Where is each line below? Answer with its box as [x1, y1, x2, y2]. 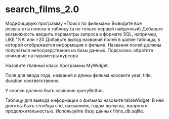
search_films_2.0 [5, 4, 79, 15]
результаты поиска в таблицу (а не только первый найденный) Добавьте [5, 25, 163, 31]
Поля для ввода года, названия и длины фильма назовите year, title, [5, 72, 152, 78]
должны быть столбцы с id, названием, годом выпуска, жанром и [5, 102, 148, 108]
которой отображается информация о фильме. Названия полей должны [5, 42, 161, 48]
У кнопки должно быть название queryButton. [5, 87, 104, 93]
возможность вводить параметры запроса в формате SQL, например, [5, 31, 158, 37]
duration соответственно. [5, 77, 60, 84]
